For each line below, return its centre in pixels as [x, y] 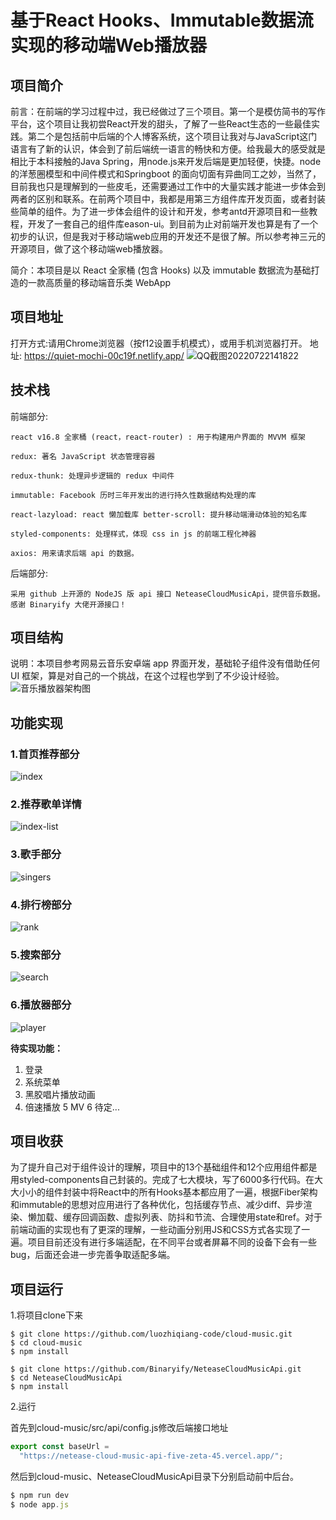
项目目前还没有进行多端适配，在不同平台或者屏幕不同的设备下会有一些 [172, 1242]
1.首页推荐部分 [45, 754]
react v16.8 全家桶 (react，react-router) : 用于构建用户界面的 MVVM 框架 [158, 437]
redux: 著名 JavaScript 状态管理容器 [83, 456]
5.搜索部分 [36, 954]
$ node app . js [40, 1504]
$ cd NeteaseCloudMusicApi [66, 1378]
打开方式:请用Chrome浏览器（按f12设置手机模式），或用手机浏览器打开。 [159, 343]
